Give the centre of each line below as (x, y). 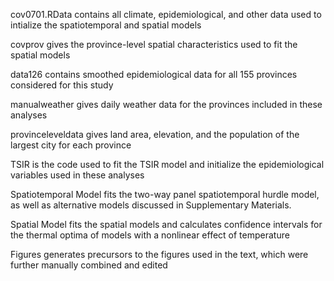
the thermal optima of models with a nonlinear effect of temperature (150, 235)
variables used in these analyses (77, 175)
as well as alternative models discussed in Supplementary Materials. (151, 205)
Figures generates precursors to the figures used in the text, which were (159, 254)
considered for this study (62, 85)
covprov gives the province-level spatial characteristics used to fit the (154, 44)
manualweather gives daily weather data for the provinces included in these (166, 104)
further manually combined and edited (89, 265)
